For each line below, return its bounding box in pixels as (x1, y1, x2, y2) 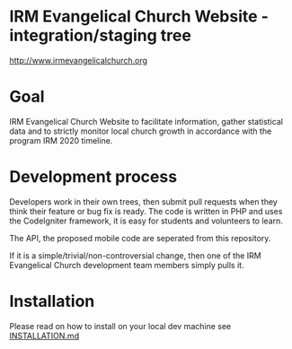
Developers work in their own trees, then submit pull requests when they (9, 196, 279, 207)
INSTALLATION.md (9, 330, 79, 341)
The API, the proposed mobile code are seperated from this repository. (9, 232, 271, 243)
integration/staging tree (9, 25, 191, 46)
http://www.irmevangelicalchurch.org (9, 55, 148, 65)
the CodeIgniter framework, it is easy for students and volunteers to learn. (9, 215, 283, 226)
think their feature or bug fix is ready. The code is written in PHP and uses (9, 205, 283, 216)
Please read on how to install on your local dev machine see (9, 320, 232, 331)
